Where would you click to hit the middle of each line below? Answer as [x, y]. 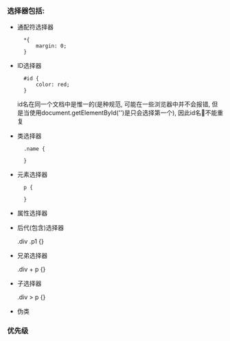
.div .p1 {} [31, 242]
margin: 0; [51, 46]
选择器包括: [26, 10]
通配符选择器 [35, 27]
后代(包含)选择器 [41, 228]
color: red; [53, 85]
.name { [35, 149]
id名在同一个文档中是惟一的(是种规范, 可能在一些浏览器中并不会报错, [114, 104]
